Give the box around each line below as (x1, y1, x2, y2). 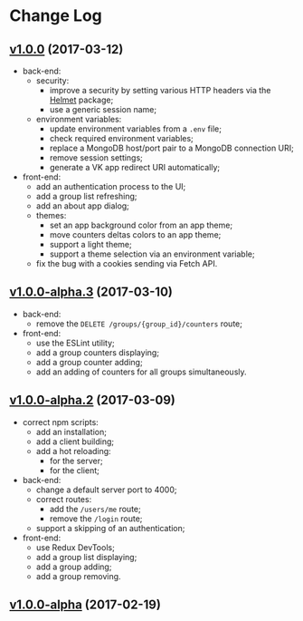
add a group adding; (35, 561, 112, 572)
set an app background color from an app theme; (49, 219, 233, 230)
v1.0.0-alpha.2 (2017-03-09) (9, 393, 176, 408)
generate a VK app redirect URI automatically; (49, 162, 221, 172)
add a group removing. (35, 570, 121, 581)
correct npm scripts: (22, 416, 99, 427)
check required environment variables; (49, 133, 194, 143)
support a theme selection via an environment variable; (49, 248, 255, 259)
